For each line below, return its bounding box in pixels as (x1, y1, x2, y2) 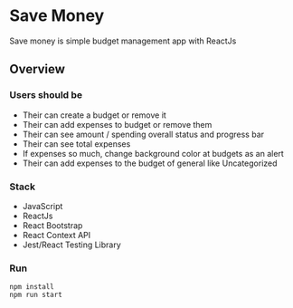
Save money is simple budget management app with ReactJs (9, 35, 237, 46)
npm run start (9, 291, 63, 300)
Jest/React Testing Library (22, 239, 122, 250)
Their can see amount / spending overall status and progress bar (22, 129, 265, 140)
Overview (9, 62, 66, 77)
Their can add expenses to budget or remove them (22, 119, 213, 130)
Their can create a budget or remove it (22, 110, 167, 120)
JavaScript (22, 200, 63, 211)
